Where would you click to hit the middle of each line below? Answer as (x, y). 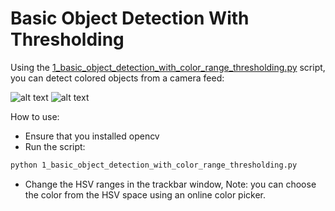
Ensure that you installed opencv (92, 136)
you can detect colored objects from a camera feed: (117, 78)
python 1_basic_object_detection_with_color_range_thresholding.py (154, 165)
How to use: (35, 116)
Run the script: (55, 146)
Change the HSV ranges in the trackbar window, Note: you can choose (170, 184)
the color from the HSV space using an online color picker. (145, 194)
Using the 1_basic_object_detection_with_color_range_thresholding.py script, (168, 67)
